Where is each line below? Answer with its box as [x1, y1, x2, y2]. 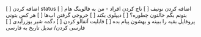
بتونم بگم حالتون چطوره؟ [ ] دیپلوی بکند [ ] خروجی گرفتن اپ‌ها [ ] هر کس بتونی [5, 11, 187, 18]
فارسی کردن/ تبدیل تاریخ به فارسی [5, 24, 86, 31]
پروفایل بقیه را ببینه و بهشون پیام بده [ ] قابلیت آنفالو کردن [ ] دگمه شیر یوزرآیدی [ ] [5, 18, 196, 24]
